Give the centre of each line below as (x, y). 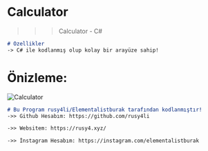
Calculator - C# (80, 31)
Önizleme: (37, 78)
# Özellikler (26, 43)
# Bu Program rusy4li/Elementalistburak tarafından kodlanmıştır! (105, 110)
